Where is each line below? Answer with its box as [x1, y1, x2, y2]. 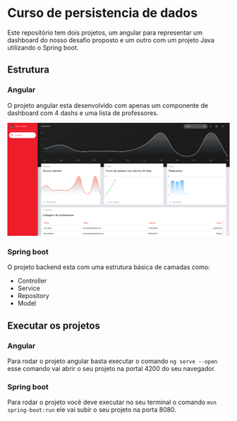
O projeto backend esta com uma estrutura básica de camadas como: [7, 263, 210, 271]
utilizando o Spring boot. [7, 43, 79, 52]
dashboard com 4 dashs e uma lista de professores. [7, 108, 159, 117]
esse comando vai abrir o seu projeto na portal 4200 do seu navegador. [7, 364, 217, 373]
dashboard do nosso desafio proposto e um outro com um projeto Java [7, 35, 215, 44]
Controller [17, 277, 47, 285]
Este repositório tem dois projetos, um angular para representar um [7, 28, 203, 37]
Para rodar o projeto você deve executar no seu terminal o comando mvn [7, 398, 217, 407]
